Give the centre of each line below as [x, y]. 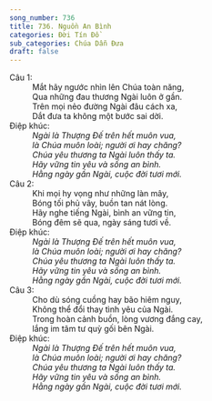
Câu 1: [21, 77]
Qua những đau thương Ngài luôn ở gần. [107, 97]
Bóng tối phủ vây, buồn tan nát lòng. [100, 203]
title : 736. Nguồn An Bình [61, 26]
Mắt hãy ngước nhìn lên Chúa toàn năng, [108, 87]
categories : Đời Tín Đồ [55, 35]
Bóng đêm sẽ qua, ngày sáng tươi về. [102, 223]
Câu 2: [22, 184]
